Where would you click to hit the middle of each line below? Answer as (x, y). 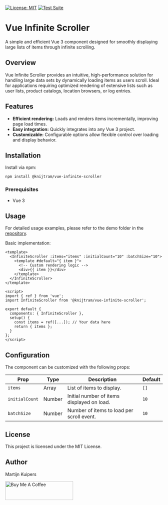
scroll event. (81, 416)
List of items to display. (94, 388)
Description (102, 379)
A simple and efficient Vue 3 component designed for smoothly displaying (81, 41)
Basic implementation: (28, 243)
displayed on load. (89, 402)
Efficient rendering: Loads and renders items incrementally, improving (85, 118)
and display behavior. (34, 139)
